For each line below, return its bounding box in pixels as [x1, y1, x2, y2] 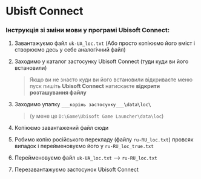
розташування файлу [29, 89, 87, 96]
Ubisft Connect [5, 4, 84, 18]
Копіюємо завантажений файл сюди [14, 124, 109, 132]
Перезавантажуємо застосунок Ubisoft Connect [14, 166, 139, 174]
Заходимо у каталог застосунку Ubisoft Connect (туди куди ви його [14, 58, 189, 65]
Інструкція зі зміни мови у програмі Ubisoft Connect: [5, 26, 170, 35]
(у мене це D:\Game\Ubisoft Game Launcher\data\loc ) [29, 112, 164, 120]
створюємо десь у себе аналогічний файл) [14, 46, 126, 53]
